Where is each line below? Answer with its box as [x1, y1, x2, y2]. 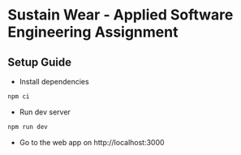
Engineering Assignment [7, 23, 179, 41]
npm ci [7, 93, 30, 101]
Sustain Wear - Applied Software [7, 6, 234, 24]
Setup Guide [7, 55, 72, 69]
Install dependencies [19, 77, 90, 86]
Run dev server [19, 107, 71, 117]
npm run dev [7, 123, 48, 131]
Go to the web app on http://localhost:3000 [19, 137, 165, 147]
